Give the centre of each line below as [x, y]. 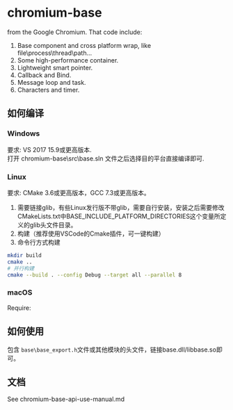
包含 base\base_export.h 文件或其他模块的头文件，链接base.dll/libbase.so [112, 350]
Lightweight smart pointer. [55, 67]
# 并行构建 [21, 268]
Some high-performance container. [68, 60]
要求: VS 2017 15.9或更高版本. [49, 149]
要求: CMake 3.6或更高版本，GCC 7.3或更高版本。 [79, 192]
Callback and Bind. [44, 75]
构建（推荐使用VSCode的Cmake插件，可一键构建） [91, 233]
